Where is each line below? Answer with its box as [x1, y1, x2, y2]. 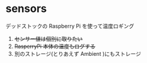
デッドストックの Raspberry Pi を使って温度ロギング [5, 22, 134, 29]
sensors [5, 2, 47, 16]
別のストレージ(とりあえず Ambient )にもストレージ [14, 50, 142, 57]
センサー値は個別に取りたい [14, 35, 83, 42]
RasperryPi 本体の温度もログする [14, 43, 96, 50]
